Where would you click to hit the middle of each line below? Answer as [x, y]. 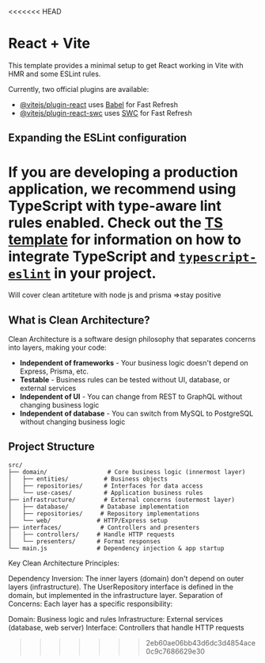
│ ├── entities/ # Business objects [88, 479]
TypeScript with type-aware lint [115, 206]
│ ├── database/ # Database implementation [99, 507]
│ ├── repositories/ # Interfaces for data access [106, 486]
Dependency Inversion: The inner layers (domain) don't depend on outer [126, 578]
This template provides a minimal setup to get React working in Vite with [126, 65]
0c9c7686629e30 [176, 651]
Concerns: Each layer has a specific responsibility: [91, 604]
